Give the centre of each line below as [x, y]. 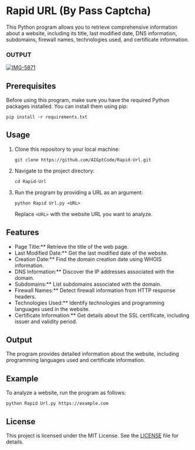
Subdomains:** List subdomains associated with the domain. [88, 284]
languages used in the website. [52, 309]
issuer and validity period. [46, 322]
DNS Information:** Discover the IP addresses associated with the [94, 272]
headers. [25, 296]
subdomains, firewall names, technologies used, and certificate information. [97, 39]
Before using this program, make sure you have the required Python [88, 100]
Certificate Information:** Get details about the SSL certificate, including [102, 315]
